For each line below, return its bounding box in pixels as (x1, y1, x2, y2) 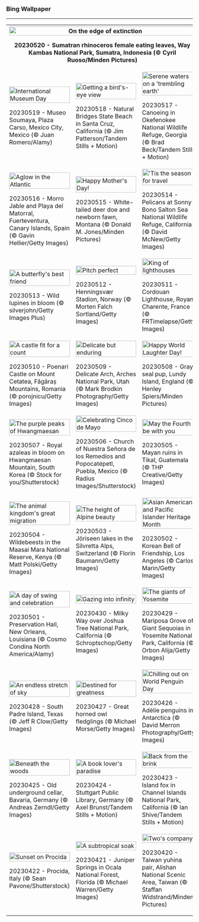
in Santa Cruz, (75, 120, 115, 128)
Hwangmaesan (9, 456, 52, 464)
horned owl (75, 710, 108, 718)
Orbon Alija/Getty (142, 646, 191, 655)
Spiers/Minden (142, 392, 183, 401)
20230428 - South (9, 703, 63, 711)
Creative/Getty (142, 470, 183, 479)
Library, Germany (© (75, 796, 134, 804)
